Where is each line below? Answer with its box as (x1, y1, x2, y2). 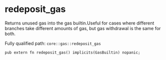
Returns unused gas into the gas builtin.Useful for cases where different (5, 20, 154, 26)
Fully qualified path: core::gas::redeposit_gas (5, 40, 101, 46)
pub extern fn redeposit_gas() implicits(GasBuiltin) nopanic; (5, 50, 141, 55)
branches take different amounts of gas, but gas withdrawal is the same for (5, 25, 161, 31)
